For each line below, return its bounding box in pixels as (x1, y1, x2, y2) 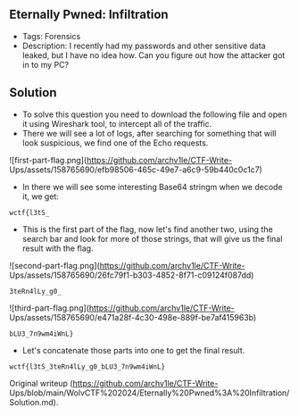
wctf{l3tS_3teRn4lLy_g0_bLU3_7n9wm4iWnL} (9, 362, 166, 371)
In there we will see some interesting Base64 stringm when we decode (21, 181, 283, 192)
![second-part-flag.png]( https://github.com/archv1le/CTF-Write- (9, 260, 245, 270)
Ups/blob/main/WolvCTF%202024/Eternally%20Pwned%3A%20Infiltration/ (9, 387, 290, 398)
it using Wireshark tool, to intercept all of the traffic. (21, 118, 212, 129)
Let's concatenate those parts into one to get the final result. (21, 345, 245, 355)
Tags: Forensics (21, 30, 81, 41)
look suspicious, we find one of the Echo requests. (21, 137, 209, 148)
